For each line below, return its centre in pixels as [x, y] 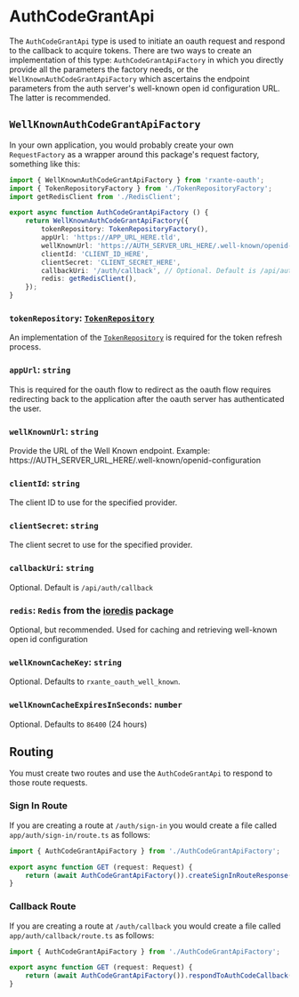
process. [25, 347]
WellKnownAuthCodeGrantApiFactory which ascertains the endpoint [129, 78]
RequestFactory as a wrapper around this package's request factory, [134, 154]
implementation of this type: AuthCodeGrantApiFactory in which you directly [146, 60]
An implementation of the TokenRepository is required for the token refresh [146, 338]
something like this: [45, 164]
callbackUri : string [52, 568]
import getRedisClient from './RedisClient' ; [95, 197]
